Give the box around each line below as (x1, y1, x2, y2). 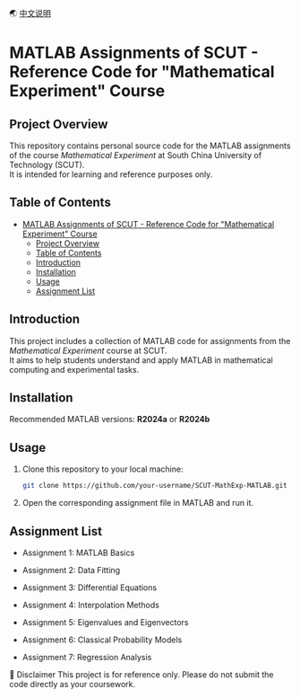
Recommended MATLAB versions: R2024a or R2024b (9, 414, 210, 425)
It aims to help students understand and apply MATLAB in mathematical (9, 354, 273, 366)
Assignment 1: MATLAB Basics (21, 547, 135, 558)
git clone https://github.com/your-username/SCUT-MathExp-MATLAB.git (21, 482, 288, 490)
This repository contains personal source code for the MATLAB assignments (9, 140, 291, 151)
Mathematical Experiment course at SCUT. (9, 345, 167, 356)
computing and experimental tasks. (9, 364, 140, 375)
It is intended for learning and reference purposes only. (9, 169, 213, 180)
